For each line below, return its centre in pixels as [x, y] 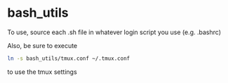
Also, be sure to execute [42, 45]
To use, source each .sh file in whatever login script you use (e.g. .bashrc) [114, 32]
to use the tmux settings [42, 72]
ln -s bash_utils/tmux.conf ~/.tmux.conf [69, 58]
